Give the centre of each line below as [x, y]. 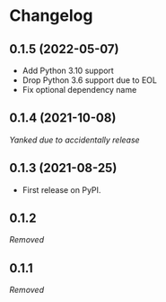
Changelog [51, 16]
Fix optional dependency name [79, 90]
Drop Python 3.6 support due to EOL [89, 80]
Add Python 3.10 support [68, 70]
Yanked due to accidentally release [75, 140]
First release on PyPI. [61, 189]
